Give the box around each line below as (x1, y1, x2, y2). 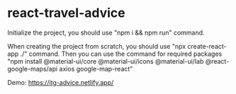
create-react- (187, 42, 227, 50)
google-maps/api (7, 64, 58, 73)
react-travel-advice (7, 5, 125, 21)
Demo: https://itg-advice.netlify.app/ (7, 78, 114, 86)
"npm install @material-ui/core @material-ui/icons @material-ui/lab (7, 57, 204, 65)
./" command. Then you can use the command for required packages (20, 49, 223, 58)
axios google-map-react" (59, 64, 133, 73)
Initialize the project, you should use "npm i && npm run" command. (7, 28, 205, 37)
